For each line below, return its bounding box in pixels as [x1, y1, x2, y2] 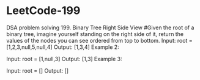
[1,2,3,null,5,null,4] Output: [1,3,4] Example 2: [6, 43, 119, 51]
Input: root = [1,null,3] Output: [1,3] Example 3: [6, 55, 122, 62]
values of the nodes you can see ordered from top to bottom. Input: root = [6, 37, 193, 44]
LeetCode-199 [6, 4, 81, 18]
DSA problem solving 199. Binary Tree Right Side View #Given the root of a [6, 24, 194, 31]
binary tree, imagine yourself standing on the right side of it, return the [6, 30, 184, 37]
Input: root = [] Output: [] [6, 67, 69, 74]
